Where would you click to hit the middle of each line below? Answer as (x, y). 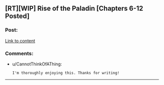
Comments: (19, 53)
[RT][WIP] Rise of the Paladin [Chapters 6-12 (74, 9)
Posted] (17, 16)
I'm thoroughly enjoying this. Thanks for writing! (66, 73)
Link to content (20, 41)
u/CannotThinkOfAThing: (37, 64)
